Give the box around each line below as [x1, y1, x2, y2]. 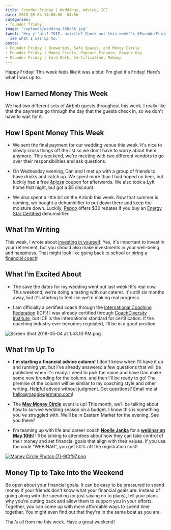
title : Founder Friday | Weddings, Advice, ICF [5, 7, 108, 13]
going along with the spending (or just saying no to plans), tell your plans [5, 493, 158, 499]
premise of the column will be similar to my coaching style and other [12, 380, 156, 387]
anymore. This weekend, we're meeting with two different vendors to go [12, 153, 164, 159]
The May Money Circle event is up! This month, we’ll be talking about [12, 401, 159, 407]
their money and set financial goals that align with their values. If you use [12, 438, 166, 444]
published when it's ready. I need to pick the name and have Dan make [12, 370, 161, 376]
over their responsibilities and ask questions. [12, 158, 107, 164]
